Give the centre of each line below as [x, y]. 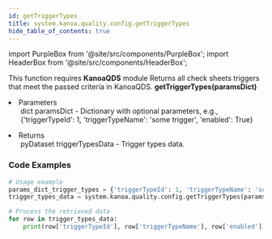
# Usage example [36, 182]
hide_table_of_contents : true [59, 31]
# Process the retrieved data [59, 211]
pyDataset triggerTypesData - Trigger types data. [102, 144]
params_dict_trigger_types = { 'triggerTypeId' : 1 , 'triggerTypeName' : [130, 190]
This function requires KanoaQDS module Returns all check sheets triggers [134, 79]
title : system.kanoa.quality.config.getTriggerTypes [99, 23]
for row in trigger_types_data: [63, 220]
